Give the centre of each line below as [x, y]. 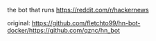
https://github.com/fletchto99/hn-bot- [86, 23]
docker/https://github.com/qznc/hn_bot [63, 30]
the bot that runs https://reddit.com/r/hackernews [78, 10]
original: [19, 23]
